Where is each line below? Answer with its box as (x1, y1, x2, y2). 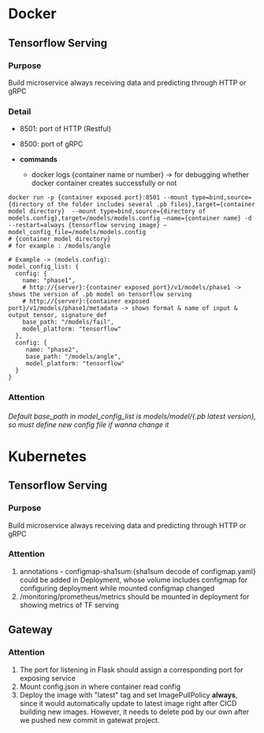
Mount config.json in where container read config (19, 682, 181, 691)
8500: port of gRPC (19, 139, 84, 149)
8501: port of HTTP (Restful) (19, 124, 112, 134)
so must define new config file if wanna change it (8, 420, 169, 429)
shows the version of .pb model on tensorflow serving (8, 290, 192, 299)
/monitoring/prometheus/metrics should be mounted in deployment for (19, 591, 250, 601)
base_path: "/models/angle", (25, 353, 122, 361)
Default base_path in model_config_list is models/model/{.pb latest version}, (8, 411, 257, 421)
